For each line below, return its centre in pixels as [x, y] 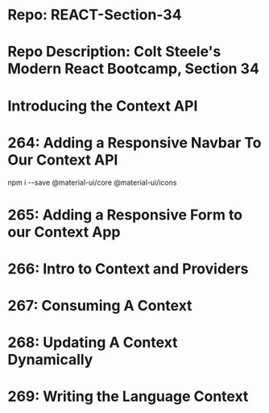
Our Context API [63, 160]
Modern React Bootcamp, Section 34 [133, 69]
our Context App [64, 232]
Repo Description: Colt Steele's [114, 52]
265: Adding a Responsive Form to [125, 215]
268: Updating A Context [93, 342]
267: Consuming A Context [100, 306]
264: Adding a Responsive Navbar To [134, 142]
